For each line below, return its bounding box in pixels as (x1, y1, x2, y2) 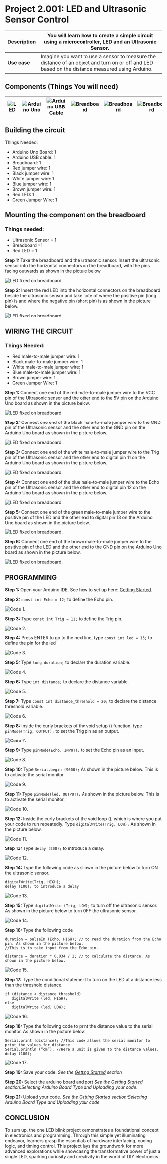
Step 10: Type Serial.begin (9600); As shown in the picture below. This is (5, 766, 158, 772)
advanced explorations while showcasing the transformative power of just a (5, 1148, 161, 1154)
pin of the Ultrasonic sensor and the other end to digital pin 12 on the (5, 484, 146, 490)
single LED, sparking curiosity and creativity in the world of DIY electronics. (5, 1153, 160, 1159)
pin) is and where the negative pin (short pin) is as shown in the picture (5, 298, 151, 304)
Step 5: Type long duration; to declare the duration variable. (5, 659, 131, 665)
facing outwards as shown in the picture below (5, 268, 101, 274)
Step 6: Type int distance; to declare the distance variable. (5, 678, 129, 685)
